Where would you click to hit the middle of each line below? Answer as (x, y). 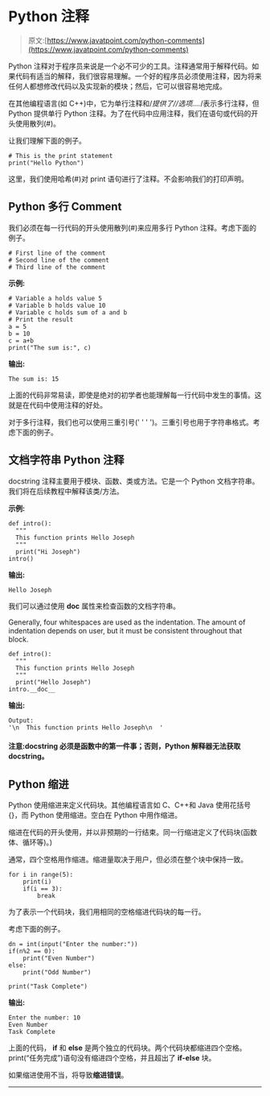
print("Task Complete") (48, 986)
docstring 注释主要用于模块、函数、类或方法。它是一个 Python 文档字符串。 (134, 481)
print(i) (37, 882)
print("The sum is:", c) (50, 347)
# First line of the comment (57, 253)
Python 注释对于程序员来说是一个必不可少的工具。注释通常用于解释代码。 (130, 66)
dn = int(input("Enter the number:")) (73, 944)
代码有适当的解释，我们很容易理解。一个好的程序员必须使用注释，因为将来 (138, 76)
